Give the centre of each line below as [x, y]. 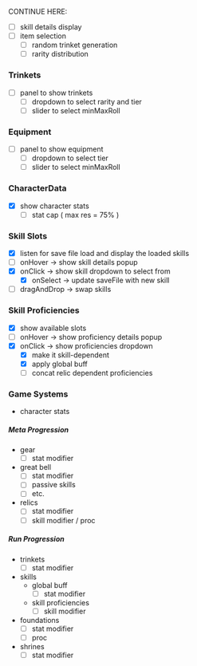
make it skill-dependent [71, 355]
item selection [43, 36]
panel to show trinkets [56, 93]
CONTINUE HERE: [38, 12]
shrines [32, 646]
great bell [35, 467]
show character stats [54, 206]
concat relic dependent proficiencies [92, 372]
